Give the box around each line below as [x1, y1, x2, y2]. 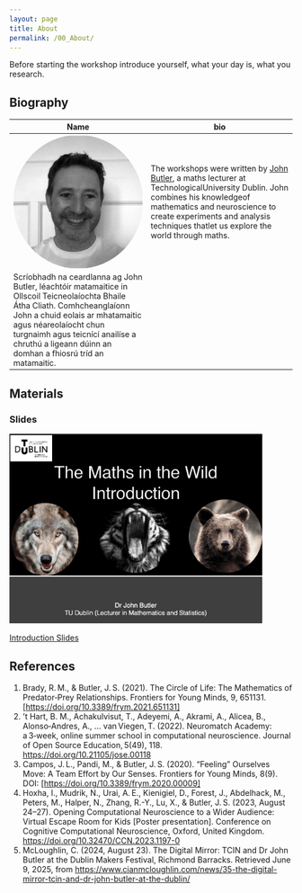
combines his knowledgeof [150, 192, 251, 202]
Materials [9, 386, 64, 401]
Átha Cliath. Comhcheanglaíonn [13, 299, 130, 310]
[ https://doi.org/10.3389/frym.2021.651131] [22, 701, 181, 712]
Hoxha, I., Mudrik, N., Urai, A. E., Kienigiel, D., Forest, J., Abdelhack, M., [22, 788, 286, 799]
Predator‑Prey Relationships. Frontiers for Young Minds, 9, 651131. [22, 692, 267, 703]
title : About [9, 23, 58, 33]
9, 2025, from [22, 864, 74, 875]
